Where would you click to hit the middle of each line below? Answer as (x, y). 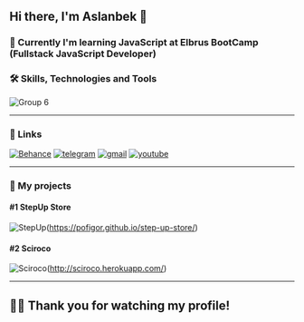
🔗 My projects (41, 185)
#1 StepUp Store (40, 207)
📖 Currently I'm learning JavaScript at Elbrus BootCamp (134, 43)
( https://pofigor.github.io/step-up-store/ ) (123, 228)
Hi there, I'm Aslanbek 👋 (78, 17)
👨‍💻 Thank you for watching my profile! (120, 305)
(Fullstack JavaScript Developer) (83, 54)
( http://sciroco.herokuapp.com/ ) (107, 268)
